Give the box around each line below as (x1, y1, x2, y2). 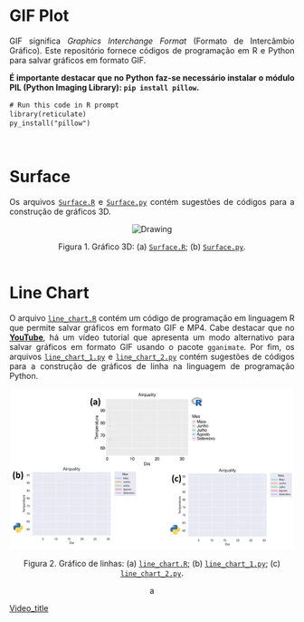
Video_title (9, 603, 49, 614)
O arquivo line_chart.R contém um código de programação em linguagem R (9, 312, 295, 323)
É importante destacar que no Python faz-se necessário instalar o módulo (9, 72, 295, 83)
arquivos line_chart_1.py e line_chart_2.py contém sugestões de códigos (9, 351, 295, 362)
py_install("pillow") (9, 119, 91, 128)
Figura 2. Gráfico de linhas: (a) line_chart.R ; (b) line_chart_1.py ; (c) (24, 559, 280, 569)
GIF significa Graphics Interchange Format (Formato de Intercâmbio (9, 35, 295, 46)
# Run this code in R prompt (9, 101, 119, 110)
